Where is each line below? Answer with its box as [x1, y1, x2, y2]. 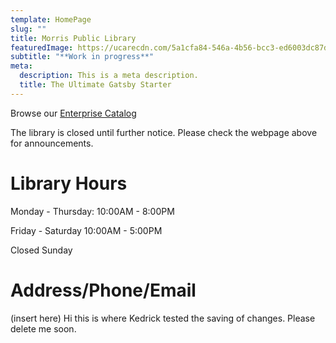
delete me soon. [10, 322, 77, 335]
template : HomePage [10, 14, 92, 25]
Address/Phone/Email [10, 279, 197, 301]
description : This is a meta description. [19, 71, 199, 81]
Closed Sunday [10, 244, 73, 256]
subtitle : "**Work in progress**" [10, 52, 155, 62]
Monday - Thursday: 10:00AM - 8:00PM [10, 205, 175, 217]
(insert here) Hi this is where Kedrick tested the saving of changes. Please [10, 312, 316, 324]
